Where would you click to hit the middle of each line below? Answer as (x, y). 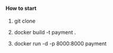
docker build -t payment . (45, 33)
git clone (25, 21)
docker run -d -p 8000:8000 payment (60, 44)
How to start (21, 8)
